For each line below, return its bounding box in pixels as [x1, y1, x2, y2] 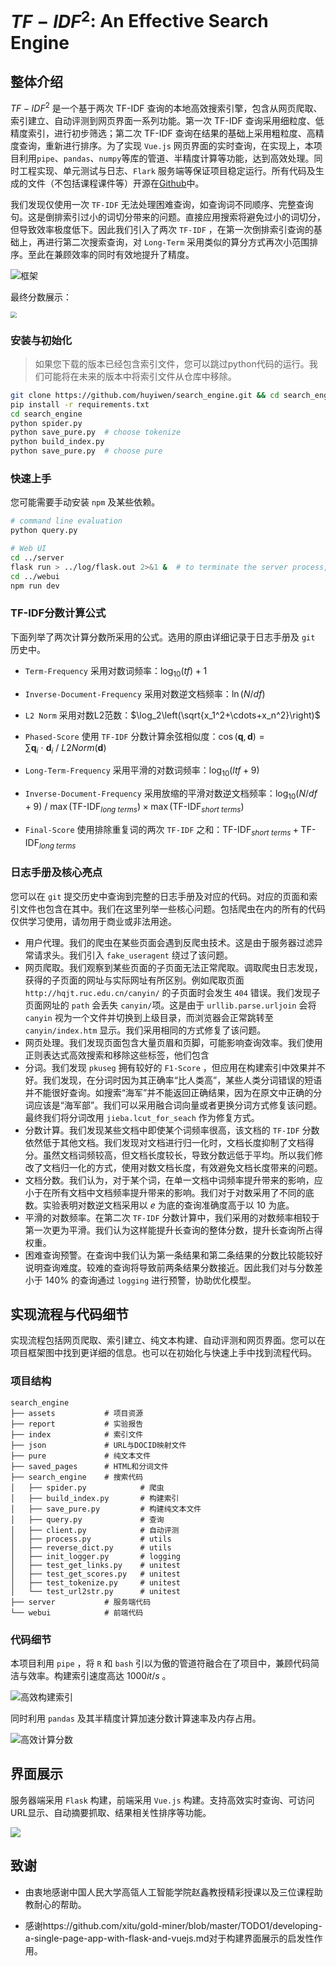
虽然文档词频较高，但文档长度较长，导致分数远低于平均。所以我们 [42, 1149, 315, 1161]
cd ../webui [10, 571, 60, 581]
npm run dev [10, 581, 60, 591]
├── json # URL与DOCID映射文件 [10, 1440, 187, 1450]
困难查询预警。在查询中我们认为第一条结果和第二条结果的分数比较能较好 [24, 1249, 323, 1261]
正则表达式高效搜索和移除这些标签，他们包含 [24, 1049, 210, 1061]
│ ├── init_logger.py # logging [10, 1551, 182, 1561]
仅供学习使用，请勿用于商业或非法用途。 [10, 915, 177, 927]
